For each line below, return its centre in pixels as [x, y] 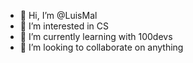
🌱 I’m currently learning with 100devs [96, 36]
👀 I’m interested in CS [64, 26]
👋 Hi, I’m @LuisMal [58, 15]
